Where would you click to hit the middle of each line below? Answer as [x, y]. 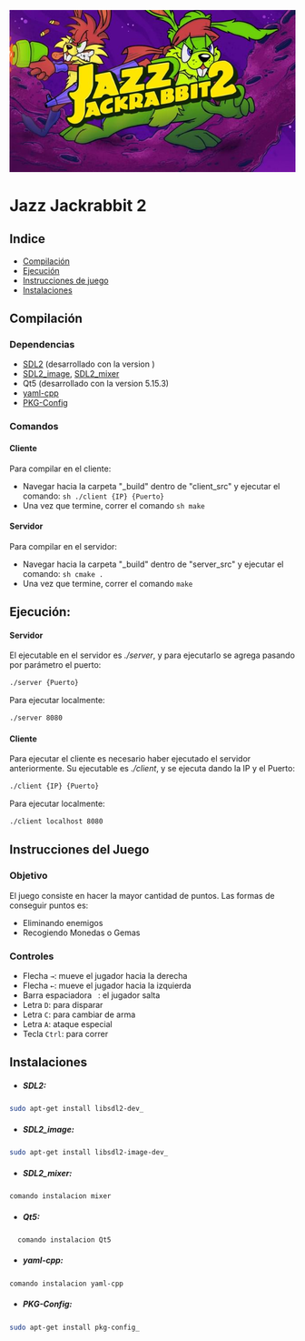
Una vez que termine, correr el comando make [108, 583]
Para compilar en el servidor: [64, 546]
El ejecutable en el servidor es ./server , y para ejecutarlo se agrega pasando [152, 655]
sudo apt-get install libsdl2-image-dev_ [89, 1153]
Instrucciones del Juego [79, 850]
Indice [27, 239]
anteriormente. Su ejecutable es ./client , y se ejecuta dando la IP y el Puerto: [152, 769]
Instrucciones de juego [65, 280]
